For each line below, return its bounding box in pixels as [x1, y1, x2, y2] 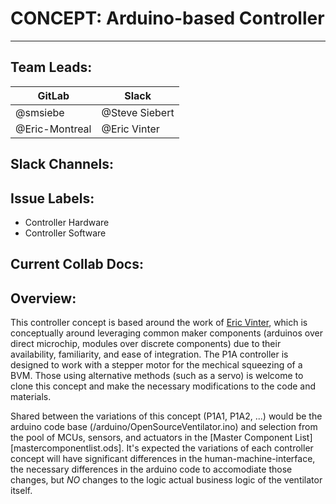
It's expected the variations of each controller [126, 442, 314, 454]
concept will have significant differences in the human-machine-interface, [10, 453, 316, 465]
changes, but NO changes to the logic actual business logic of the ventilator [10, 474, 323, 486]
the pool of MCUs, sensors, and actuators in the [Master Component [10, 432, 293, 444]
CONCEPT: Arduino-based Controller [10, 7, 325, 30]
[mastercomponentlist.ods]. [10, 442, 125, 454]
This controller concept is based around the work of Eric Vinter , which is [10, 317, 308, 329]
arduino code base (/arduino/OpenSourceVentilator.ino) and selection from [10, 421, 318, 433]
